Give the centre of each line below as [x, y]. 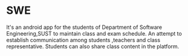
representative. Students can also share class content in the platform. [93, 46]
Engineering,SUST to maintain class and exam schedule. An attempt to [94, 33]
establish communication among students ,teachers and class [83, 40]
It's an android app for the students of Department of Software [84, 27]
